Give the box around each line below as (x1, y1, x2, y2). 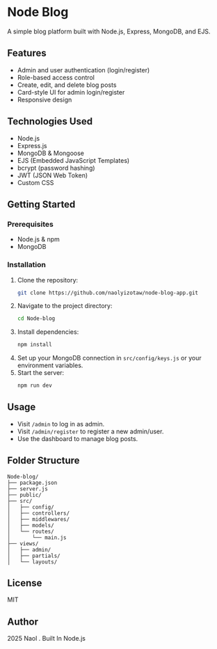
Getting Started (7, 198, 76, 210)
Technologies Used (7, 115, 93, 127)
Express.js (17, 141, 47, 150)
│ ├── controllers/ (7, 509, 70, 517)
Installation (7, 260, 47, 270)
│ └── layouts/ (7, 558, 58, 566)
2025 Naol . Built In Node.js (7, 634, 86, 643)
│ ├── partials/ (7, 552, 61, 559)
